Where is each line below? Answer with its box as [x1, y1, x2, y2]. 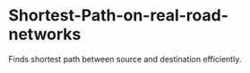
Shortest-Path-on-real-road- [8, 5, 229, 26]
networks [8, 24, 82, 45]
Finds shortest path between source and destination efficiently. [8, 53, 242, 64]
